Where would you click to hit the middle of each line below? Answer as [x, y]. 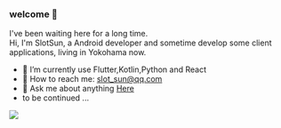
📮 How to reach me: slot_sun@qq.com [92, 79]
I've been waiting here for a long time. [79, 34]
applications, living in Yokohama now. [78, 52]
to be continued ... [56, 98]
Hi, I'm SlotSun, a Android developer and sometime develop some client [140, 43]
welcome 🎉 [33, 14]
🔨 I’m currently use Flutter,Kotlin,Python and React [114, 69]
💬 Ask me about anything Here [78, 89]
